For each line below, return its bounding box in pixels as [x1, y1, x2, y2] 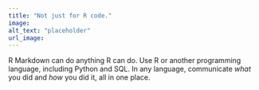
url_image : [8, 33, 45, 42]
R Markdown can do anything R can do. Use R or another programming [8, 56, 241, 65]
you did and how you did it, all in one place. [8, 72, 151, 82]
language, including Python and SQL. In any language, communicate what [8, 65, 251, 74]
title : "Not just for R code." [8, 11, 112, 20]
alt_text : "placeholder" [8, 26, 91, 34]
